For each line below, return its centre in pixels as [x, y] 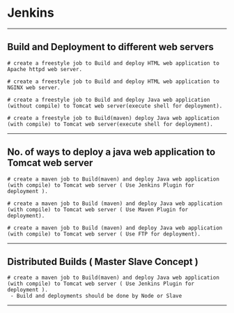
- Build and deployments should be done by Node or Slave [96, 296]
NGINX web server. [34, 87]
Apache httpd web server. [45, 69]
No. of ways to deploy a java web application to [111, 152]
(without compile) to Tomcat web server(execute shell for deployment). [115, 106]
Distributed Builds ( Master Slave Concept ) [103, 262]
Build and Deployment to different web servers [111, 47]
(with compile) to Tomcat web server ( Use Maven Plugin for [98, 209]
